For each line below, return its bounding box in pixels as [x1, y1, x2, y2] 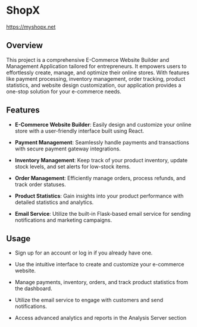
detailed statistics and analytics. [14, 199, 94, 206]
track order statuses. [14, 181, 67, 188]
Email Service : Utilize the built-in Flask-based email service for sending [14, 210, 191, 217]
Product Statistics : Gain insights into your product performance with [14, 192, 184, 199]
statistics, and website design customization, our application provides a [6, 81, 182, 89]
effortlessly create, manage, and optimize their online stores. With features [6, 69, 189, 76]
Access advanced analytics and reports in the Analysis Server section [14, 315, 186, 322]
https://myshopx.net [6, 23, 56, 30]
